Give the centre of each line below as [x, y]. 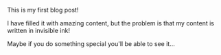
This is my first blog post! [43, 10]
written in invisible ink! [39, 31]
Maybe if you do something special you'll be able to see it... [91, 44]
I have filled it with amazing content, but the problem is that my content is [111, 23]
